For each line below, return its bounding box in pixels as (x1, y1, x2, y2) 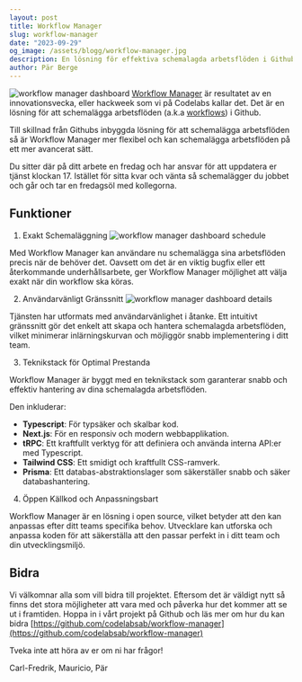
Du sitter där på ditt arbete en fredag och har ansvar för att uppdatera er (9, 161, 277, 172)
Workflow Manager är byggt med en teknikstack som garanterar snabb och (9, 374, 288, 385)
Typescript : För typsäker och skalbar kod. (22, 419, 180, 430)
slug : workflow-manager (9, 30, 99, 39)
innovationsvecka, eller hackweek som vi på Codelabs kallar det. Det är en (9, 97, 285, 108)
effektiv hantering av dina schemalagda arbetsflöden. (9, 384, 208, 394)
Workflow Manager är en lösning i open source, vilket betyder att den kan (9, 510, 281, 521)
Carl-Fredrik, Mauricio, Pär (9, 662, 108, 673)
